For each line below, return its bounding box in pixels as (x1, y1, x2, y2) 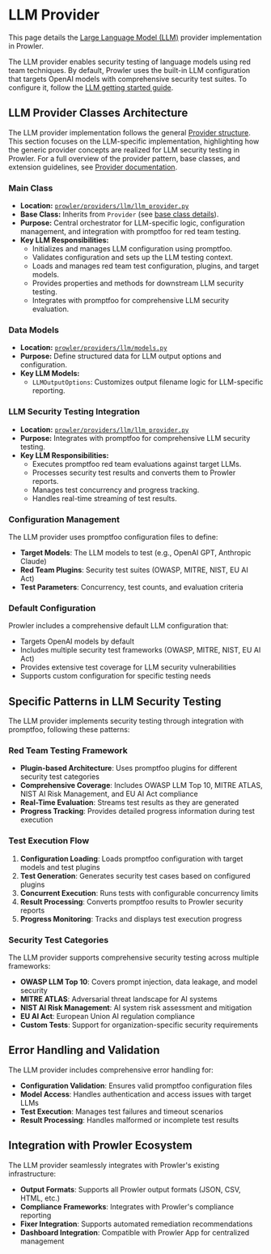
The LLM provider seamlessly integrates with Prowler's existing (8, 1160, 220, 1170)
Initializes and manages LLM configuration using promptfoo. (32, 244, 233, 254)
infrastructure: (8, 1169, 57, 1179)
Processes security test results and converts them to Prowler (32, 468, 236, 477)
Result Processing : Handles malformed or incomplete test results (19, 1115, 239, 1124)
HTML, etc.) (19, 1193, 61, 1203)
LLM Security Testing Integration (8, 406, 140, 417)
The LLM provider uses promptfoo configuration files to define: (8, 532, 218, 541)
